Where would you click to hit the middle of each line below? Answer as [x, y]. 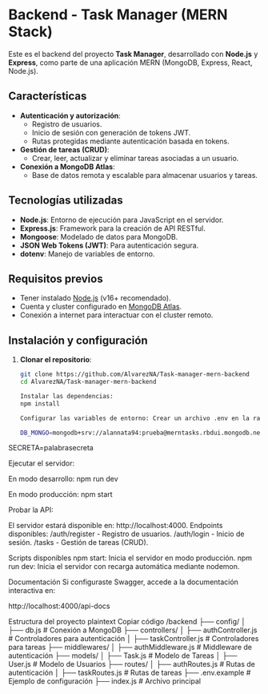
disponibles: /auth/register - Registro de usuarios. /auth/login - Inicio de [126, 534]
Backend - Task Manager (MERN [118, 15]
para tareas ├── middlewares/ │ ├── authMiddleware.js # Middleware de [130, 648]
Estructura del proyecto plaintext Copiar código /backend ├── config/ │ [127, 622]
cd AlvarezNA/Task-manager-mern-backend [88, 382]
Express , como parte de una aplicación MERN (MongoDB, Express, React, [130, 63]
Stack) [31, 32]
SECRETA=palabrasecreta [51, 448]
